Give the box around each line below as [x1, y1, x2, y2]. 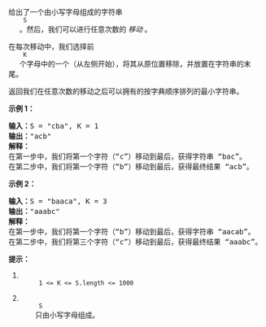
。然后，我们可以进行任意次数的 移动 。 [19, 24, 152, 34]
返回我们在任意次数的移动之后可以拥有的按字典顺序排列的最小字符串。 [8, 86, 244, 96]
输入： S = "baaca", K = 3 [8, 197, 107, 206]
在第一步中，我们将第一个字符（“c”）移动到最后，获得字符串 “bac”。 [8, 152, 246, 161]
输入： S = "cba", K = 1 [8, 121, 99, 130]
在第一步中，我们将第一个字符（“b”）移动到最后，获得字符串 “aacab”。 [8, 227, 255, 236]
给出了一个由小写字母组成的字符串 [8, 7, 123, 16]
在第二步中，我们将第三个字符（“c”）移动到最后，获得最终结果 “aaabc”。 [8, 238, 263, 246]
